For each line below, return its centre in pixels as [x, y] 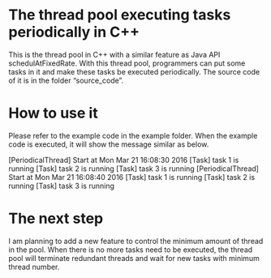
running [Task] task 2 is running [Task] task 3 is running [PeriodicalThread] [134, 169]
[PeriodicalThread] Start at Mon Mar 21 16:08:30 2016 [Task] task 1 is [124, 160]
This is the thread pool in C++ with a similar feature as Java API [114, 54]
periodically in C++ [74, 32]
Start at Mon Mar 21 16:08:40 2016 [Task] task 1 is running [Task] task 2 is [132, 177]
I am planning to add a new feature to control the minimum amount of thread [136, 241]
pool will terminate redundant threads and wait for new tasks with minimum [134, 258]
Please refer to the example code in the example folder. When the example [133, 135]
